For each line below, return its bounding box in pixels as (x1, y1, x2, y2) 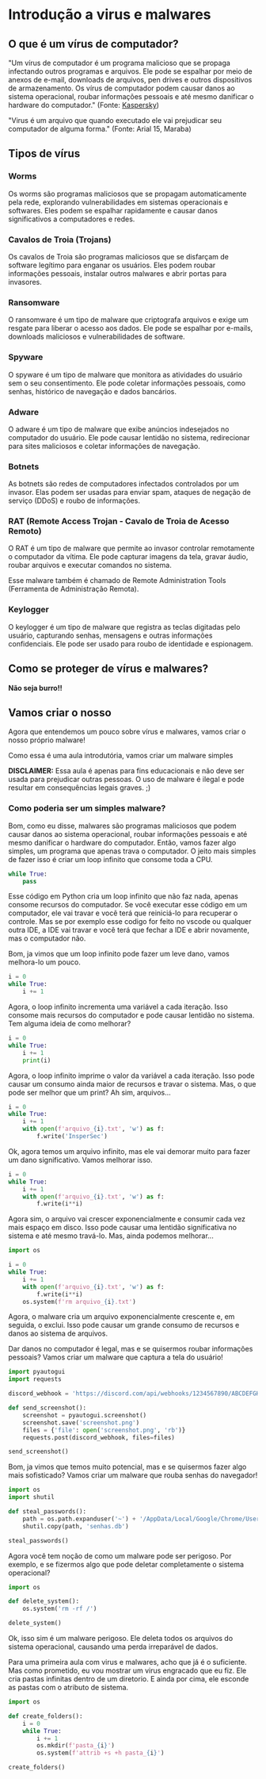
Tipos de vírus (8, 147, 81, 160)
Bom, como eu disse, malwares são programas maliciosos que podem (8, 821, 237, 830)
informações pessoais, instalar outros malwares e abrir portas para (8, 268, 227, 278)
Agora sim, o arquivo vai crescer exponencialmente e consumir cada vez (8, 1214, 246, 1224)
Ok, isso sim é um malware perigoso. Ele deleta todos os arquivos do (8, 1634, 234, 1643)
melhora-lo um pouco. (8, 957, 81, 967)
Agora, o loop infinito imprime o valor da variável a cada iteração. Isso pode (8, 1071, 255, 1080)
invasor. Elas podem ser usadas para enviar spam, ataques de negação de (8, 488, 251, 497)
